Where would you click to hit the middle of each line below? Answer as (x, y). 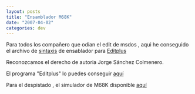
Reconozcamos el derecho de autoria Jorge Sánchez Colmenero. (85, 62)
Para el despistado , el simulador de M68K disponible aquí (76, 85)
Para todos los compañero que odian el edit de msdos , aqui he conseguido (97, 45)
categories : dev (26, 28)
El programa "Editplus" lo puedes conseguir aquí (65, 73)
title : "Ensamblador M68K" (39, 17)
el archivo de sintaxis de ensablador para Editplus (66, 51)
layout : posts (23, 11)
